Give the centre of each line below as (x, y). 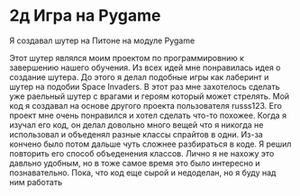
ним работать (36, 182)
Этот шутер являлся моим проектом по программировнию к (127, 58)
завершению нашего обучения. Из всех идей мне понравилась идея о (145, 67)
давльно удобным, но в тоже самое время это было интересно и (135, 163)
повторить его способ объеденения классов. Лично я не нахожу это (142, 153)
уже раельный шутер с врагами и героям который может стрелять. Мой (150, 96)
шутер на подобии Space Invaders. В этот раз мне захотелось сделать (145, 86)
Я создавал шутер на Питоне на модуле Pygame (102, 40)
